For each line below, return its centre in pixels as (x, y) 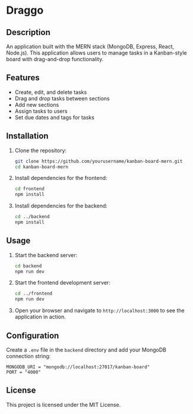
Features (23, 78)
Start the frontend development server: (63, 283)
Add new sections (37, 105)
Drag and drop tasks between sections (62, 98)
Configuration (33, 335)
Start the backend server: (46, 255)
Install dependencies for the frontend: (61, 178)
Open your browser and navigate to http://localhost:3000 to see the (100, 311)
